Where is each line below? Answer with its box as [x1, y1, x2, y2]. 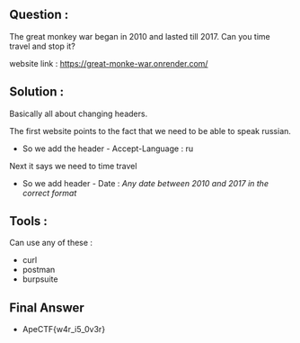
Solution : [9, 85, 65, 100]
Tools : [9, 213, 48, 229]
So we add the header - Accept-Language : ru [22, 143, 194, 154]
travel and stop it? [9, 41, 76, 51]
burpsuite [22, 274, 58, 284]
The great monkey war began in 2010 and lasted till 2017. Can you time [9, 31, 271, 41]
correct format [22, 187, 77, 198]
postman [22, 265, 56, 275]
